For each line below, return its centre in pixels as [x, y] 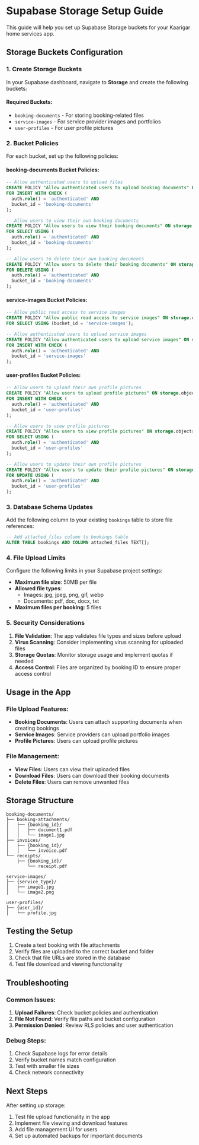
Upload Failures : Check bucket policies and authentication [86, 1013]
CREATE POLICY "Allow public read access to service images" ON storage [98, 318]
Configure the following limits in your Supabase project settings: [84, 571]
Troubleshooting [38, 983]
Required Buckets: [29, 102]
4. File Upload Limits [36, 558]
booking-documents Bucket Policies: [53, 170]
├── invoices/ [24, 840]
